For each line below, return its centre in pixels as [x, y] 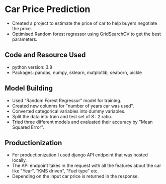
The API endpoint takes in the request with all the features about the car [87, 166]
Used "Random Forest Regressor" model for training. [67, 100]
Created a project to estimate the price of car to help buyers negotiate [85, 23]
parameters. [25, 39]
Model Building [29, 88]
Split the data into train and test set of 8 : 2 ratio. [62, 116]
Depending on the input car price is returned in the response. [75, 176]
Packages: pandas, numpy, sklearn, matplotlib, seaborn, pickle [77, 72]
